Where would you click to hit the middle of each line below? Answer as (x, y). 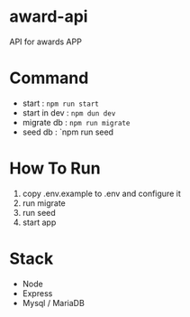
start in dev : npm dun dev (69, 112)
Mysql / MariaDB (54, 303)
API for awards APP (46, 42)
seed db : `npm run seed (68, 132)
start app (39, 222)
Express (37, 293)
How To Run (55, 168)
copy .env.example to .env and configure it (102, 193)
